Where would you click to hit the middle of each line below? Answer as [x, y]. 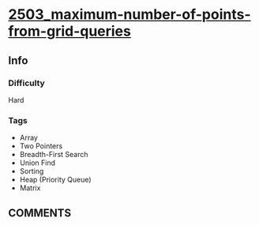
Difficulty [26, 83]
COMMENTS [40, 213]
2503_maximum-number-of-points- [129, 15]
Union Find [37, 163]
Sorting [32, 171]
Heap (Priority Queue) [56, 180]
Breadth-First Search [54, 155]
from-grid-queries [70, 31]
